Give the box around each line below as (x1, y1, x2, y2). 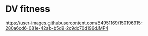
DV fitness (5, 3, 51, 15)
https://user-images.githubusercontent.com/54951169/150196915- (5, 20, 143, 26)
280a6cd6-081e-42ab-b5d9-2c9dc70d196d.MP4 (5, 25, 109, 31)
